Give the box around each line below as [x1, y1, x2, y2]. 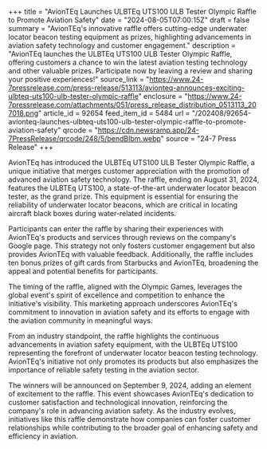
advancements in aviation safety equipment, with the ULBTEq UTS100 [8, 340, 238, 349]
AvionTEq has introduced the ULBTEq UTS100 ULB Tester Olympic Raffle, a [8, 158, 255, 167]
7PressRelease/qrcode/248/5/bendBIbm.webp [8, 134, 161, 143]
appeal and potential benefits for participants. [8, 266, 159, 276]
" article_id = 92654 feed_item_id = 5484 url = [38, 108, 190, 118]
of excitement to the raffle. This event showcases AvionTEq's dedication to [8, 389, 253, 398]
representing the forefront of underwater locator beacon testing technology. [8, 349, 258, 357]
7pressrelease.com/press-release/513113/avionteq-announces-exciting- [8, 83, 245, 93]
